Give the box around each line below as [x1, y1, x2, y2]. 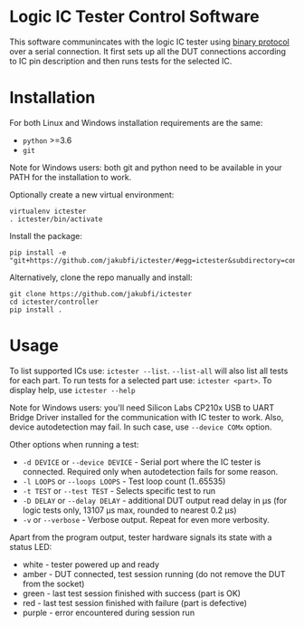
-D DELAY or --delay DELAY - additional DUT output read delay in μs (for [22, 495, 288, 506]
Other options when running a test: [9, 439, 139, 449]
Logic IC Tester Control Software [9, 6, 260, 27]
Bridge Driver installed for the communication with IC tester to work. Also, [9, 411, 284, 422]
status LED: [9, 541, 52, 552]
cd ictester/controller [9, 297, 100, 306]
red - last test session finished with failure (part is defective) [22, 597, 247, 608]
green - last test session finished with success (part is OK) [22, 587, 242, 599]
